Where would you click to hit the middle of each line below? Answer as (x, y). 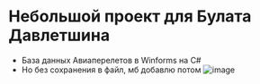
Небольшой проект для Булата (130, 17)
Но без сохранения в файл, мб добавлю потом (111, 70)
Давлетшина (59, 35)
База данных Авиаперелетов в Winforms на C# (111, 60)
